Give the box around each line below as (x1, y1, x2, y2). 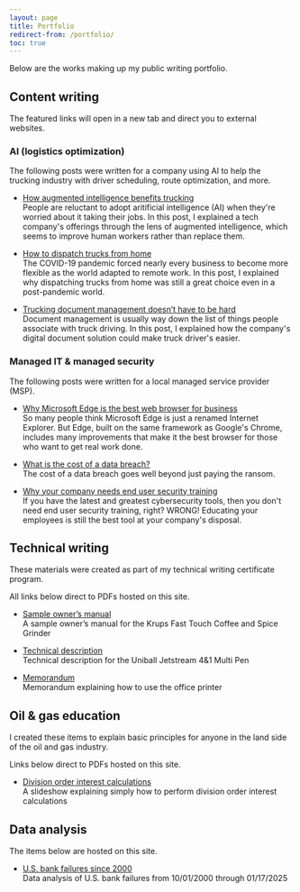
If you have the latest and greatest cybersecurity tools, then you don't (22, 495, 282, 505)
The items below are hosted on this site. (9, 846, 158, 857)
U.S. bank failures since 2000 (22, 863, 132, 874)
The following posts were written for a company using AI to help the (9, 166, 261, 177)
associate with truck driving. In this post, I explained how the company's (22, 323, 291, 334)
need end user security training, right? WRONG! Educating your (22, 505, 259, 515)
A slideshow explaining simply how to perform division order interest (22, 786, 277, 797)
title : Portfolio (9, 22, 75, 31)
